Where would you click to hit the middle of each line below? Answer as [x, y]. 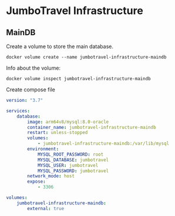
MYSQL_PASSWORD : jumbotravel [73, 171]
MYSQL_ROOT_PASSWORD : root [70, 154]
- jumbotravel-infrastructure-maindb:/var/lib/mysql [103, 144]
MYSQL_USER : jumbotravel [68, 165]
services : [18, 111]
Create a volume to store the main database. [60, 46]
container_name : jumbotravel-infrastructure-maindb [92, 127]
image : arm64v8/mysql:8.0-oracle [68, 122]
